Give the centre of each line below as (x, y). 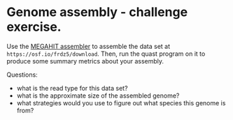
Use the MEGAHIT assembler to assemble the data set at (89, 46)
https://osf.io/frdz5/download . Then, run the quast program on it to (106, 54)
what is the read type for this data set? (72, 88)
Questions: (22, 75)
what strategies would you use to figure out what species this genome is (121, 103)
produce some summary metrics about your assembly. (85, 61)
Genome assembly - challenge (97, 12)
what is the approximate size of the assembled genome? (98, 96)
